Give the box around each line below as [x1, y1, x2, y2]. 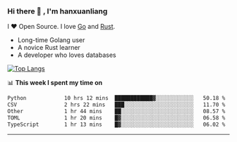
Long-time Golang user [17, 36, 85, 44]
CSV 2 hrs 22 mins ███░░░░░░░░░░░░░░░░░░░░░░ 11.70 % [7, 101, 226, 108]
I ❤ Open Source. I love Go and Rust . [7, 22, 116, 31]
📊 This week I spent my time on [7, 79, 103, 87]
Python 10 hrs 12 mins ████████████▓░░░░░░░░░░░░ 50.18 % [7, 95, 226, 102]
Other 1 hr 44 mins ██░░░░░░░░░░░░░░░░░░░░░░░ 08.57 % [7, 108, 226, 115]
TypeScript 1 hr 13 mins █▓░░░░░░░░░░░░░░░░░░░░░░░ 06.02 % [7, 121, 226, 128]
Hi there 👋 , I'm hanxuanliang [7, 6, 108, 16]
